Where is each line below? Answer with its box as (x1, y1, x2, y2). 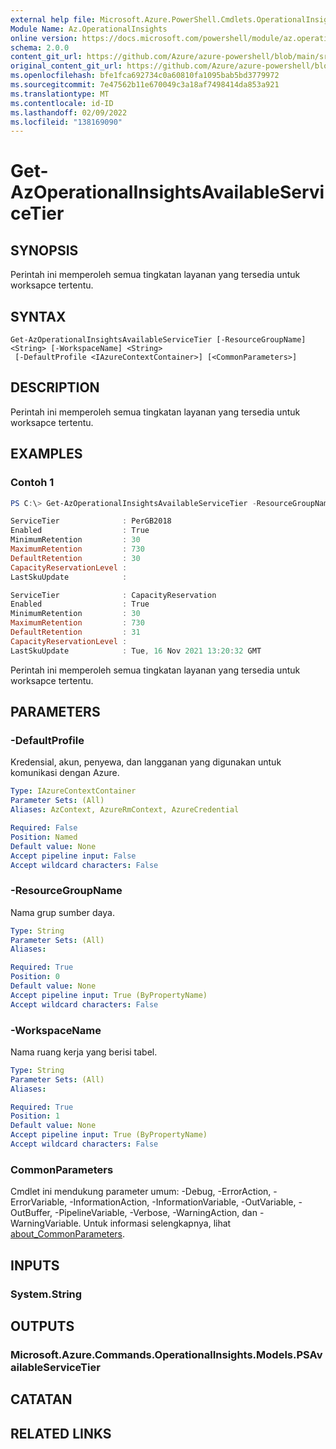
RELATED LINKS (10, 1425, 112, 1442)
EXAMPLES (10, 446, 83, 463)
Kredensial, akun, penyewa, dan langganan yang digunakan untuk (10, 756, 282, 768)
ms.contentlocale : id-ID (10, 98, 114, 108)
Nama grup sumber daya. (10, 906, 115, 918)
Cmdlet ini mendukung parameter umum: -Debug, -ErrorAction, (10, 1186, 272, 1198)
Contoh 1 (10, 476, 55, 490)
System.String (10, 1287, 83, 1301)
